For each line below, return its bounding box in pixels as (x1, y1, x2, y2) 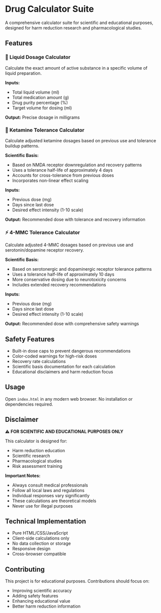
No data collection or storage (12, 540, 71, 546)
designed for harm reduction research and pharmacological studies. (5, 25, 142, 30)
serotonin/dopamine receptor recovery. (5, 247, 84, 253)
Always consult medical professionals (12, 482, 88, 488)
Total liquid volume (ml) (12, 89, 60, 95)
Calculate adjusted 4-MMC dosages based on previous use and (5, 242, 133, 248)
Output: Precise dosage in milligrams (5, 114, 80, 120)
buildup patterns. (5, 143, 40, 149)
